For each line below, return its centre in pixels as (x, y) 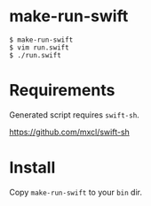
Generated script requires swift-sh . (74, 114)
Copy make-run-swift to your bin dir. (75, 192)
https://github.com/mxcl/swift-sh (70, 132)
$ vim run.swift (39, 47)
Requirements (62, 91)
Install (32, 168)
